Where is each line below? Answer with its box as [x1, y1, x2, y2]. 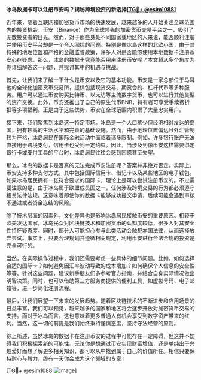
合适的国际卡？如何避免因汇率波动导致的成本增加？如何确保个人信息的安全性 [6, 262, 195, 269]
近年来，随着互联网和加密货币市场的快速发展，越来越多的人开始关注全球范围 [6, 19, 195, 26]
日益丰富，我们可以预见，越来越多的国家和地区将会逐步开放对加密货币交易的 [6, 305, 195, 312]
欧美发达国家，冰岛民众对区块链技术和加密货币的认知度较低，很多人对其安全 [6, 219, 195, 227]
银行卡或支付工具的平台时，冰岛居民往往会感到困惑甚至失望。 [6, 149, 159, 156]
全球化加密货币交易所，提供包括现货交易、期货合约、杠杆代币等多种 [16, 84, 184, 91]
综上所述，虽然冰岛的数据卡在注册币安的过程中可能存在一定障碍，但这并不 [6, 333, 190, 339]
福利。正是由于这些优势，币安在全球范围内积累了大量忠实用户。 [26, 106, 184, 113]
